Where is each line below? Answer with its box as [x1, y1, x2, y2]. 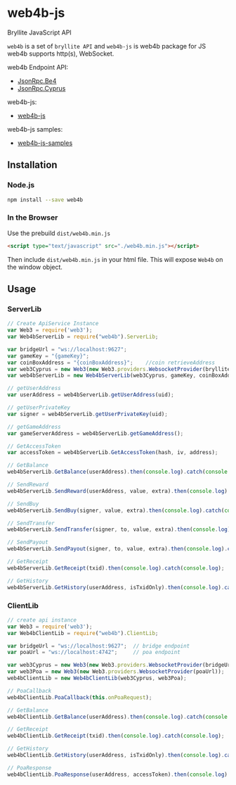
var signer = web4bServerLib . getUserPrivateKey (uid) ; [7, 410, 169, 417]
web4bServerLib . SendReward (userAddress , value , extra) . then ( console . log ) [7, 487, 228, 494]
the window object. [7, 263, 63, 271]
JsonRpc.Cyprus [17, 84, 66, 92]
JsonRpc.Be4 [17, 76, 57, 85]
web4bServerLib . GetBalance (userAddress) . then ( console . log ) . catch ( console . [7, 468, 231, 476]
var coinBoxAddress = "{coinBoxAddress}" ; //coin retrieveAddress [7, 359, 216, 366]
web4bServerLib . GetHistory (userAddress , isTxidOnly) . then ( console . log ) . [7, 584, 225, 591]
